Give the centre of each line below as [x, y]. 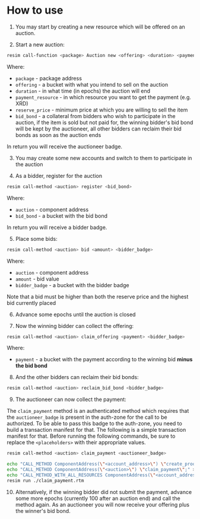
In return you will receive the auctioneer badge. [65, 147]
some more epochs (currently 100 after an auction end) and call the [98, 498]
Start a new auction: [40, 44]
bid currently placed [31, 303]
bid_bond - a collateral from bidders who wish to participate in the [95, 116]
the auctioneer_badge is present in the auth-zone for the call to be [87, 417]
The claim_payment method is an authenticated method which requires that [98, 411]
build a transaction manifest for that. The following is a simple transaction [96, 430]
